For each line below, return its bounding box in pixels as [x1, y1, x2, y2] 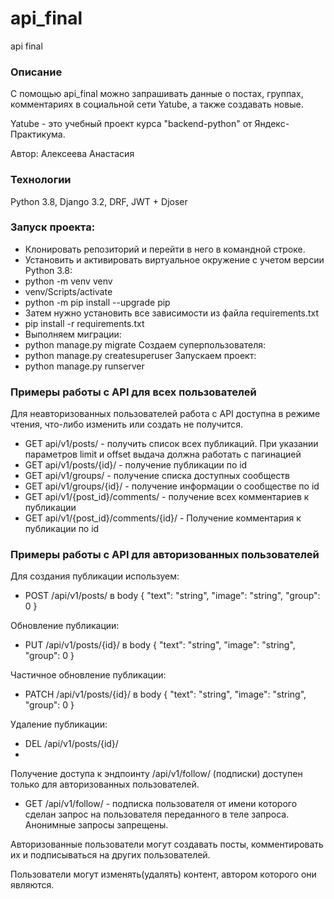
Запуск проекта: [10, 220, 96, 234]
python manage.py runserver [24, 360, 145, 372]
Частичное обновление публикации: [10, 669, 167, 681]
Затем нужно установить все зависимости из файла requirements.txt [24, 307, 320, 319]
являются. [10, 879, 55, 891]
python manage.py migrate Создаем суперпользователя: [24, 338, 266, 351]
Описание [10, 65, 63, 79]
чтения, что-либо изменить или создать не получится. [10, 418, 244, 431]
